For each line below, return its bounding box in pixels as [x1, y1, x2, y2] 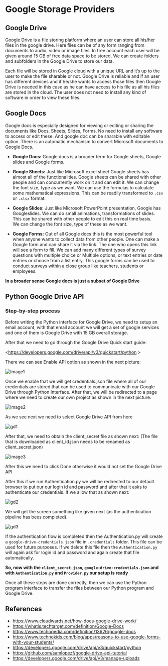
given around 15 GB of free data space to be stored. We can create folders [5, 53, 159, 59]
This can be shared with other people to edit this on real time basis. [12, 215, 152, 221]
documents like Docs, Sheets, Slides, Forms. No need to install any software [5, 128, 162, 134]
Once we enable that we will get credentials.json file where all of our [5, 378, 146, 384]
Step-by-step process [5, 307, 60, 314]
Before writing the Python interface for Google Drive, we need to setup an [5, 319, 158, 325]
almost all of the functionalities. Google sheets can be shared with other [12, 174, 161, 180]
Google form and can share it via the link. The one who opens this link [12, 241, 157, 247]
